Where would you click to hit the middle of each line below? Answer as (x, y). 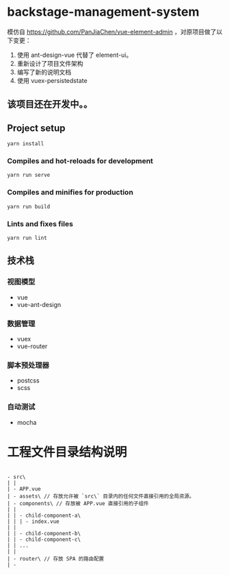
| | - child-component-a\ (44, 515)
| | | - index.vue (33, 522)
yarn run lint (27, 238)
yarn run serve (29, 175)
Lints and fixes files (40, 223)
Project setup (37, 128)
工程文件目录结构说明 (67, 452)
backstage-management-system (103, 12)
